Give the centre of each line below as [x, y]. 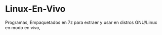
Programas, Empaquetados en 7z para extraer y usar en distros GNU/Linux [81, 22]
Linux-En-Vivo [35, 9]
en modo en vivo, [23, 27]
